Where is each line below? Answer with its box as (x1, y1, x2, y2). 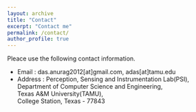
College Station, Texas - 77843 (17, 97, 105, 105)
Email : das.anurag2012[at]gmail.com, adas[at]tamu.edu (17, 68, 176, 76)
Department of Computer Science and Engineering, (17, 82, 163, 91)
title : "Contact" (7, 16, 57, 23)
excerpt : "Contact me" (7, 23, 72, 30)
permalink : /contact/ (7, 29, 69, 36)
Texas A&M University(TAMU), (17, 90, 104, 98)
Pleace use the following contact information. (7, 54, 135, 63)
